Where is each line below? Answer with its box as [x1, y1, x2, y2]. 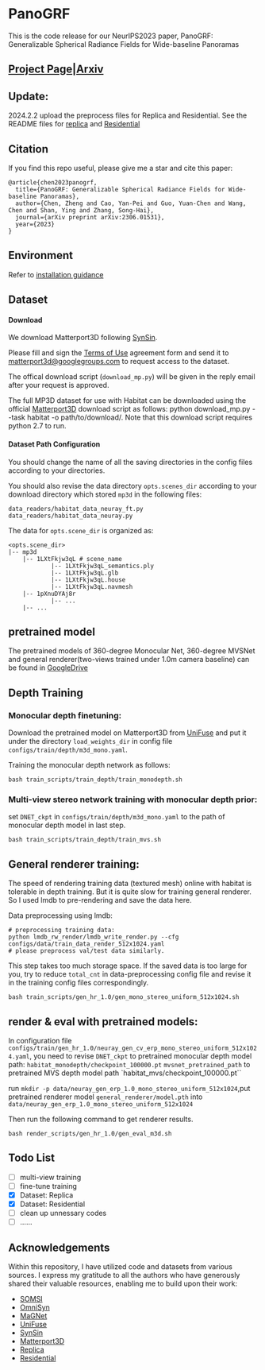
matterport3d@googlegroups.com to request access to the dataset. [8, 357, 230, 366]
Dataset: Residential [19, 1199, 86, 1209]
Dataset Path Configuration [8, 439, 101, 449]
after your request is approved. [8, 381, 109, 390]
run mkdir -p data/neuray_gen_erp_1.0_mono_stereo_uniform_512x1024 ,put [8, 1083, 251, 1093]
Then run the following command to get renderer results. [8, 1114, 194, 1124]
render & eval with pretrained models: [8, 1015, 198, 1028]
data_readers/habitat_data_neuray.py [8, 512, 133, 520]
